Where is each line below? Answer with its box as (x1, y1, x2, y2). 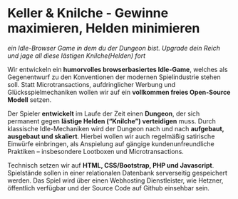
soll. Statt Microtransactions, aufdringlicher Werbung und (7, 80, 176, 88)
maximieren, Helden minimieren (7, 20, 200, 36)
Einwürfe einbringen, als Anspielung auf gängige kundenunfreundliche (7, 139, 215, 148)
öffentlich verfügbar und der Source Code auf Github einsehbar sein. (7, 183, 210, 192)
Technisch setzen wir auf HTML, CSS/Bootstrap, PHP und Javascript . (7, 160, 214, 169)
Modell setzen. (7, 95, 52, 104)
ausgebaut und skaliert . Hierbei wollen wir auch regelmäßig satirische (7, 132, 215, 141)
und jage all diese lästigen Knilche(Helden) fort (7, 51, 146, 60)
